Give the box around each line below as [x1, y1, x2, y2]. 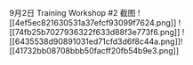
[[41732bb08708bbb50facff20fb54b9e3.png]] [9, 46, 180, 55]
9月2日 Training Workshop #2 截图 [9, 8, 136, 18]
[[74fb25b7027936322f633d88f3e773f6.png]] [9, 27, 181, 37]
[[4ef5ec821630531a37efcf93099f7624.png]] [9, 18, 177, 28]
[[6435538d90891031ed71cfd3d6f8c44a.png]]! [9, 36, 183, 47]
